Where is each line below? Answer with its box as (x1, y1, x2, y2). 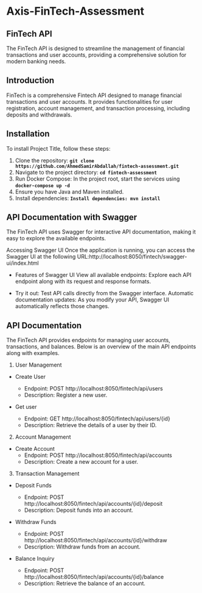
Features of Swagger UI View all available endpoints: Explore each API (15, 271, 192, 279)
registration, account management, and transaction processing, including (6, 104, 190, 112)
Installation (6, 129, 50, 139)
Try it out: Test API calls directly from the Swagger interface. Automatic (15, 290, 194, 297)
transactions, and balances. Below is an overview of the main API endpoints (6, 343, 197, 350)
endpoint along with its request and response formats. (15, 278, 151, 285)
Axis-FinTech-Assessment (6, 4, 145, 18)
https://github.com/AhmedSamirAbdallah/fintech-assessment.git (15, 163, 179, 169)
